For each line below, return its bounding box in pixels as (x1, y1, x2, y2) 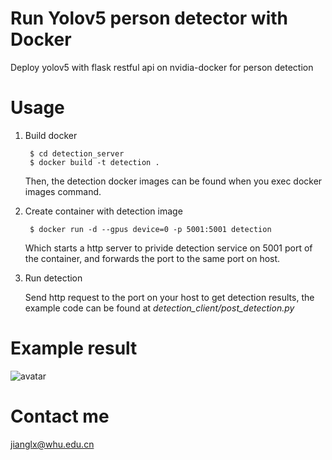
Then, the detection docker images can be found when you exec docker (24, 175, 323, 187)
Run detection (24, 272, 83, 284)
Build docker (24, 129, 78, 141)
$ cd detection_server (29, 148, 125, 159)
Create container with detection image (24, 205, 183, 217)
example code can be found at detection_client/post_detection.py (24, 302, 295, 314)
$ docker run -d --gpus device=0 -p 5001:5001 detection (29, 224, 272, 234)
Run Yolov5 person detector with (10, 7, 288, 30)
